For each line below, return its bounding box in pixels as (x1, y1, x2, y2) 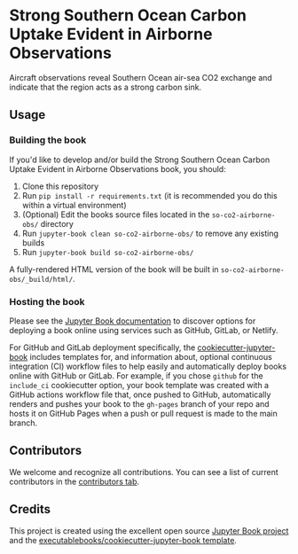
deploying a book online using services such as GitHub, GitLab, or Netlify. (9, 324, 278, 335)
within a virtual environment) (21, 199, 127, 210)
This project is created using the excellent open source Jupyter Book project (9, 525, 289, 536)
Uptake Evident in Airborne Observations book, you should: (9, 163, 226, 174)
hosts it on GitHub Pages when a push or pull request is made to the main (9, 408, 278, 418)
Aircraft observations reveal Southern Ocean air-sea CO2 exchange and (9, 72, 272, 82)
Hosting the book (9, 295, 85, 308)
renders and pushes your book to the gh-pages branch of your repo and (9, 398, 270, 409)
